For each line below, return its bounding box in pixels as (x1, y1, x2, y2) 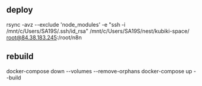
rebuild (6, 51, 34, 62)
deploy (6, 5, 33, 15)
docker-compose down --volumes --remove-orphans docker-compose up (6, 67, 192, 74)
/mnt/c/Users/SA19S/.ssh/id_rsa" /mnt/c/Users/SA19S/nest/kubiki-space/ (6, 27, 190, 35)
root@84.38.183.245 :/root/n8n (6, 33, 82, 41)
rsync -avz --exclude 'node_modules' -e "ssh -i (6, 21, 126, 28)
